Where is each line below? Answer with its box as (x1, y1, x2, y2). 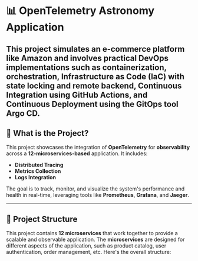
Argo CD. (6, 108, 40, 118)
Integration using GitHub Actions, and (6, 90, 148, 100)
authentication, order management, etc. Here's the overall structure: (6, 249, 171, 256)
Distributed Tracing (14, 162, 64, 169)
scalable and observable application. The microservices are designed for (6, 236, 185, 243)
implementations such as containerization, (6, 62, 167, 72)
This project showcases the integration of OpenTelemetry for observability (6, 144, 190, 151)
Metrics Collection (14, 168, 61, 175)
